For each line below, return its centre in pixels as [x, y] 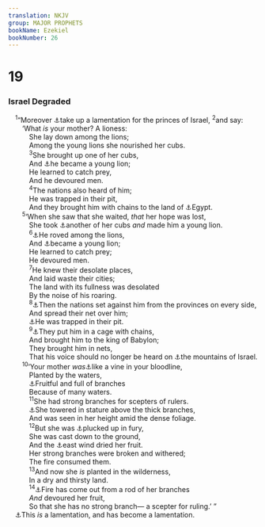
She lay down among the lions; [79, 137]
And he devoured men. [66, 181]
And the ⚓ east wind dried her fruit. [86, 445]
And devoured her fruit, [67, 498]
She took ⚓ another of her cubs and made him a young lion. [126, 225]
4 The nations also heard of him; [80, 189]
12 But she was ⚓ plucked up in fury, [86, 427]
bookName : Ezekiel [38, 30]
